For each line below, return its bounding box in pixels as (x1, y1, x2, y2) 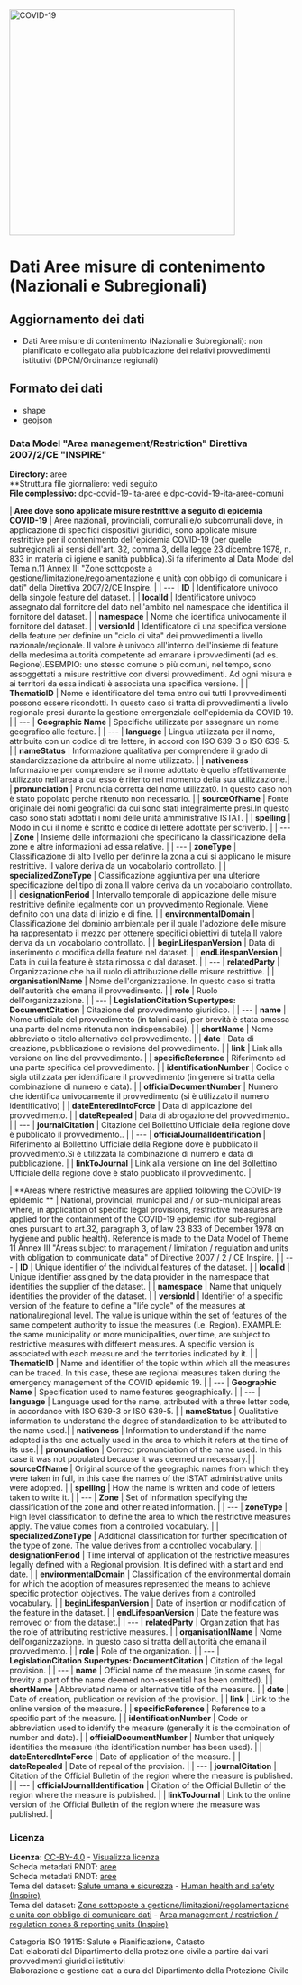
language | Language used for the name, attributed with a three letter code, (9, 1396, 291, 1407)
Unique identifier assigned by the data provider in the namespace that (9, 1272, 270, 1282)
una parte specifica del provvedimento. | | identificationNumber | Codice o (9, 1062, 290, 1073)
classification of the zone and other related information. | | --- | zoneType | (9, 1502, 288, 1513)
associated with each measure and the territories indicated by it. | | (9, 1348, 259, 1359)
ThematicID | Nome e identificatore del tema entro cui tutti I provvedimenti (9, 688, 287, 699)
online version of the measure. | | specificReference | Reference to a (9, 1703, 266, 1714)
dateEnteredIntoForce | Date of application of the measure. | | (9, 1751, 241, 1762)
